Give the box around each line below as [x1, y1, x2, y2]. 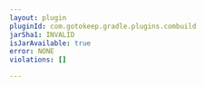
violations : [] [9, 55, 67, 64]
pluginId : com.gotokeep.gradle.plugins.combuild [9, 22, 197, 31]
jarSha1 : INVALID [9, 30, 75, 39]
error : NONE [9, 47, 54, 56]
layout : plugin [9, 13, 67, 23]
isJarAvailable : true [9, 38, 92, 48]
